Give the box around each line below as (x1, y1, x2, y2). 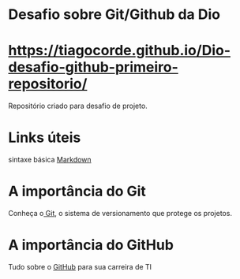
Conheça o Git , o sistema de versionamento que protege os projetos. (8, 209, 233, 218)
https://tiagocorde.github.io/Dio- (8, 42, 231, 60)
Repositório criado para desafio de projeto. (8, 101, 148, 111)
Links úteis (8, 128, 81, 147)
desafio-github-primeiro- (8, 58, 179, 76)
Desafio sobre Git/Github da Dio (8, 6, 221, 24)
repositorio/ (8, 75, 88, 93)
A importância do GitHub (8, 236, 174, 254)
